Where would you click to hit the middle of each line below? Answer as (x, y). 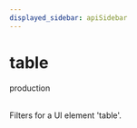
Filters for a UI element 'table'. (66, 115)
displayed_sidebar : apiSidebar (68, 18)
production (30, 88)
